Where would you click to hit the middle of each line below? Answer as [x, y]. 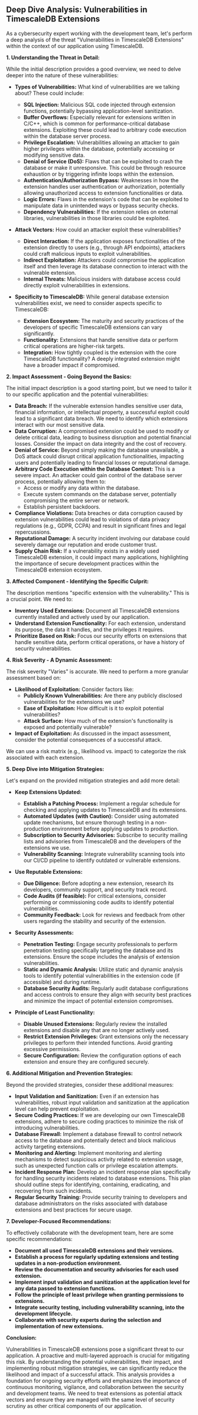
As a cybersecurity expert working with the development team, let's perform [99, 33]
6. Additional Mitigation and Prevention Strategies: [69, 1073]
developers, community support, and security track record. [95, 889]
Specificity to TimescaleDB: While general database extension [92, 297]
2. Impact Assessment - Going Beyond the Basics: [69, 376]
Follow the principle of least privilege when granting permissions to [99, 1295]
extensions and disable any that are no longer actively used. [97, 1030]
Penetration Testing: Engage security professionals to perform [100, 944]
